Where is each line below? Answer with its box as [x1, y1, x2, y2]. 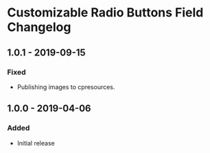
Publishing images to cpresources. [16, 82, 115, 91]
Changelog [7, 19, 71, 35]
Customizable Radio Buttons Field [7, 5, 204, 21]
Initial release [16, 139, 55, 147]
